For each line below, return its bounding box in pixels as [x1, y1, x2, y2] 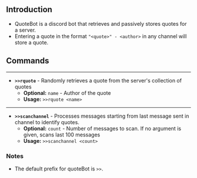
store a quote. [14, 39, 49, 46]
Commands [6, 56, 50, 66]
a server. [14, 26, 36, 33]
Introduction [6, 5, 53, 15]
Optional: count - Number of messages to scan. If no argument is [23, 125, 182, 132]
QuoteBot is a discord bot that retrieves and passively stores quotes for [14, 20, 187, 27]
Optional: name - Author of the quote [23, 89, 111, 96]
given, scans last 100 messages [23, 131, 101, 138]
